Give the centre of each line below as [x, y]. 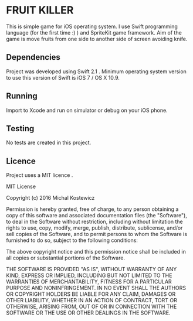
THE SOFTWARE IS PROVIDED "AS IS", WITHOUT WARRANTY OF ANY [92, 269]
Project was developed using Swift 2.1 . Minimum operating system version [96, 71]
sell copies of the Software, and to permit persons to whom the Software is [97, 234]
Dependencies [33, 57]
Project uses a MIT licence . [40, 175]
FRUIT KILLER [40, 10]
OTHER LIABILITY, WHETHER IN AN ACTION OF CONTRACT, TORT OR [92, 300]
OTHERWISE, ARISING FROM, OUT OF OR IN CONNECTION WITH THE [92, 307]
